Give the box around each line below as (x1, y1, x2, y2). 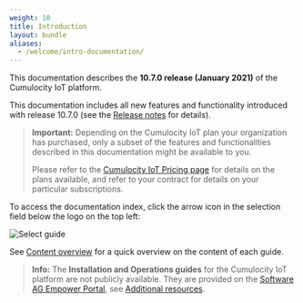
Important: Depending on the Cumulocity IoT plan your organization (31, 127, 288, 138)
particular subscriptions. (31, 183, 124, 194)
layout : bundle (9, 30, 67, 39)
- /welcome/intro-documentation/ (17, 47, 145, 57)
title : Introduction (9, 22, 88, 31)
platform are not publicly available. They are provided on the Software (31, 274, 294, 285)
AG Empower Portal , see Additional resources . (31, 284, 206, 295)
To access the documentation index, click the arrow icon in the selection (9, 202, 281, 213)
